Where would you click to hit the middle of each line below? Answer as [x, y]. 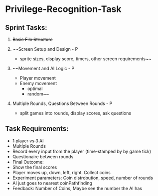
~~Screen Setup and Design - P [45, 49]
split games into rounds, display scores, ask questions [75, 113]
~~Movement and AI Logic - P [43, 68]
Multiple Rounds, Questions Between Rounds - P [62, 103]
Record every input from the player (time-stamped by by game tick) [82, 151]
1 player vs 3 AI [28, 141]
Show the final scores [35, 167]
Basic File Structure [32, 39]
